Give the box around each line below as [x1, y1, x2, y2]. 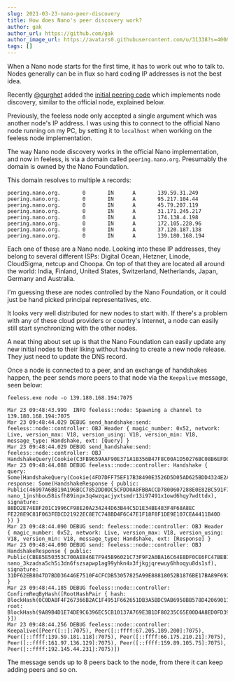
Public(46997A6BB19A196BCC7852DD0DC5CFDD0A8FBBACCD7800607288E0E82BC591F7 [7, 486, 230, 493]
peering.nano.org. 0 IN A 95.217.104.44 [7, 195, 199, 202]
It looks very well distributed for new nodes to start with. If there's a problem [7, 309, 228, 317]
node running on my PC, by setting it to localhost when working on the [7, 127, 212, 135]
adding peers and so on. [7, 666, 78, 673]
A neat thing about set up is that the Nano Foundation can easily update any [7, 338, 226, 345]
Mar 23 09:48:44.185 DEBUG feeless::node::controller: [7, 584, 171, 591]
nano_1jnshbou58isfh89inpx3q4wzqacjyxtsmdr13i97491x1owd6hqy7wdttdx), [7, 493, 218, 500]
